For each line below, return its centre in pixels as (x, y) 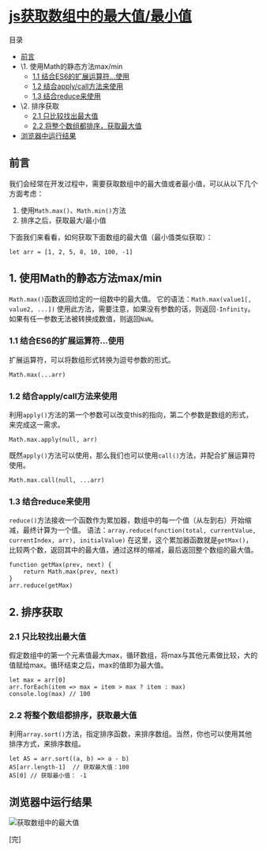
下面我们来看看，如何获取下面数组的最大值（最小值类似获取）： (111, 237)
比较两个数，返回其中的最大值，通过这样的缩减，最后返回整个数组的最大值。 (133, 550)
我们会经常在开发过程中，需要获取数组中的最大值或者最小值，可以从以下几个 (133, 184)
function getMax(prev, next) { (60, 565)
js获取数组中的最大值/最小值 (101, 16)
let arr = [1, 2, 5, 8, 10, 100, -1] (71, 252)
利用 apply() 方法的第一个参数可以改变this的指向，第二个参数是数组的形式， (131, 415)
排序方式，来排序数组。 (47, 744)
